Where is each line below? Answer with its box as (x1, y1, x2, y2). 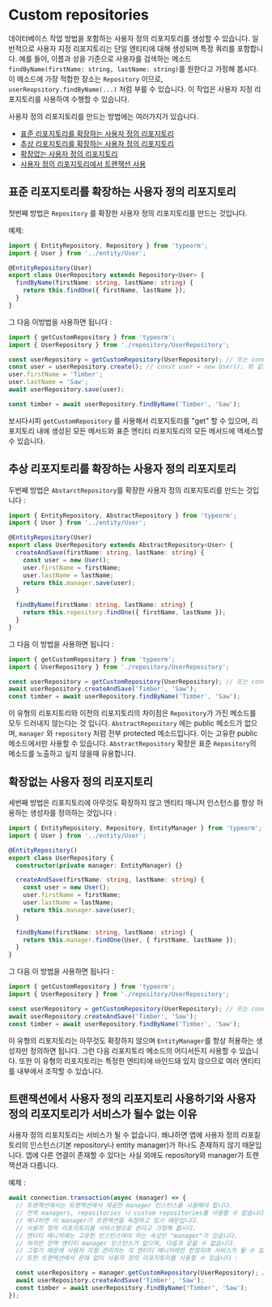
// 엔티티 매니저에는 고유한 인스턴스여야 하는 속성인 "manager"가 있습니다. (15, 1232, 238, 1240)
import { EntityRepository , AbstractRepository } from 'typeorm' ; (8, 511, 237, 519)
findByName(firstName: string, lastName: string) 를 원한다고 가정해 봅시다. (8, 63, 259, 74)
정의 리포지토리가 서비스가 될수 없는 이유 (8, 1107, 198, 1121)
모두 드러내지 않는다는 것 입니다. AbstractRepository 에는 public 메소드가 (8, 719, 243, 728)
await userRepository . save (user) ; (8, 386, 125, 394)
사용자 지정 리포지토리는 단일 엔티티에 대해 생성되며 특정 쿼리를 (36, 43, 236, 53)
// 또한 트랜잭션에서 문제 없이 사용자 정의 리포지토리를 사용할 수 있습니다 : (15, 1254, 239, 1262)
